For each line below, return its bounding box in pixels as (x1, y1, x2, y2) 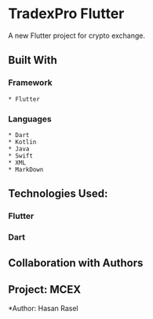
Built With (8, 54, 57, 67)
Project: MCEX (8, 283, 82, 296)
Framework (8, 77, 53, 88)
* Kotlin (8, 138, 37, 146)
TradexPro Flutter (8, 5, 125, 23)
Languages (8, 113, 53, 124)
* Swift (8, 151, 34, 160)
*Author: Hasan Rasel (8, 304, 78, 313)
